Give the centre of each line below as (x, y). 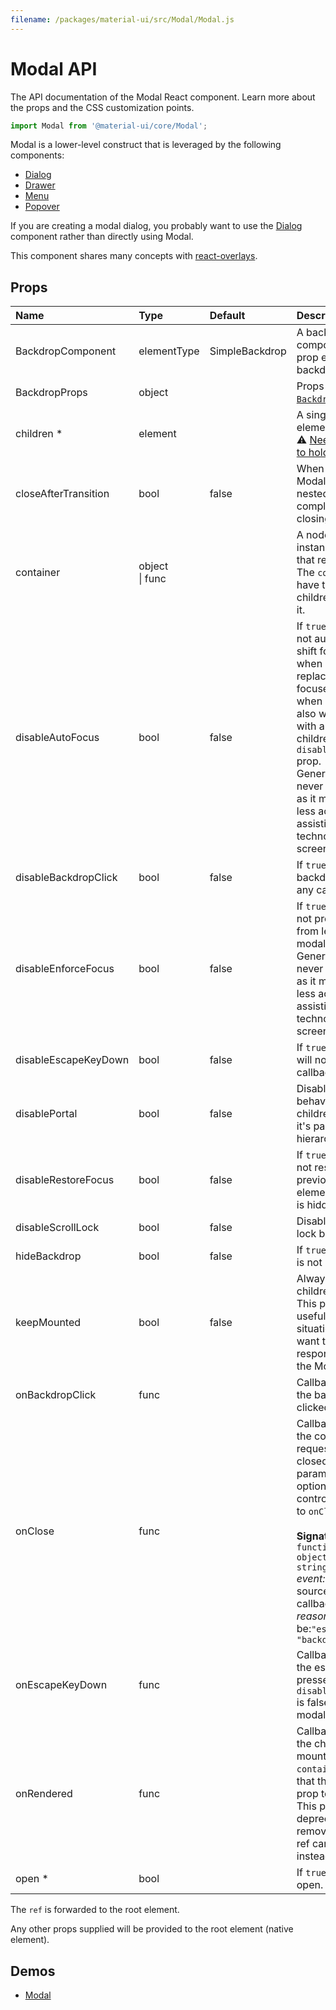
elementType (169, 351)
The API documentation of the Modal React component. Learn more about (163, 97)
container (38, 573)
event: (311, 1579)
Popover (42, 207)
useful (311, 1316)
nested (313, 494)
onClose (35, 1531)
